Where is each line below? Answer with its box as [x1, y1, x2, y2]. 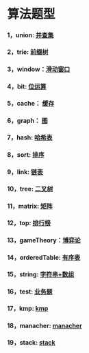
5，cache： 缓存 [7, 99, 55, 108]
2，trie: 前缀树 [7, 48, 49, 56]
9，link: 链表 [7, 167, 43, 176]
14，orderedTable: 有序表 [7, 253, 81, 261]
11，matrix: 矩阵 [7, 202, 53, 210]
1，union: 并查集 [7, 30, 54, 39]
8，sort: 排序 [7, 150, 44, 159]
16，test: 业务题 [7, 287, 53, 296]
